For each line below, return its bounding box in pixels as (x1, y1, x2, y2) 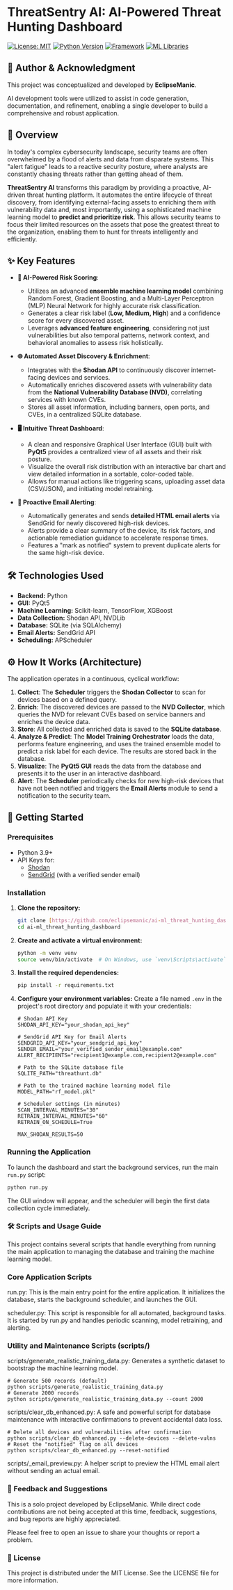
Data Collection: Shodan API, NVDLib (17, 613, 126, 623)
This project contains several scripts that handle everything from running (7, 1239, 216, 1248)
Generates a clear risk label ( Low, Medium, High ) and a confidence (27, 309, 220, 317)
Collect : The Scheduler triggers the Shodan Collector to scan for (17, 688, 207, 696)
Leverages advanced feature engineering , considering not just (27, 324, 210, 332)
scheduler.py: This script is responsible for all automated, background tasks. (7, 1309, 226, 1317)
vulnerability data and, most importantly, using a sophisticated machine (7, 205, 212, 214)
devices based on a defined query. (17, 696, 118, 703)
